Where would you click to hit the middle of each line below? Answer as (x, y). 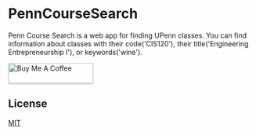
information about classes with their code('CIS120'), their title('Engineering (128, 43)
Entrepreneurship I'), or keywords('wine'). (75, 52)
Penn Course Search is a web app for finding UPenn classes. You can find (128, 35)
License (28, 104)
